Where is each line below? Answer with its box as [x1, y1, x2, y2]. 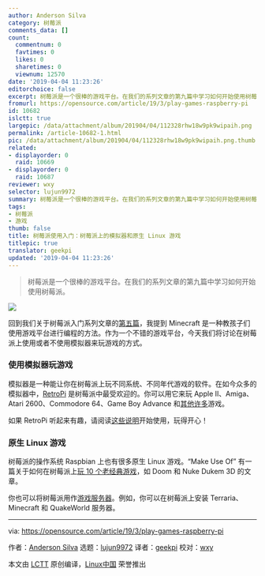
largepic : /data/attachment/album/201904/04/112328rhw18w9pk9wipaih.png [8, 122, 252, 130]
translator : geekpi [8, 247, 73, 254]
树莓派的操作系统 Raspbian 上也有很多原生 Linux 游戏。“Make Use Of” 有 [8, 457, 246, 466]
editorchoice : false [8, 85, 77, 93]
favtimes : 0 [15, 48, 55, 56]
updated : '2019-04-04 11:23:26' [8, 254, 114, 262]
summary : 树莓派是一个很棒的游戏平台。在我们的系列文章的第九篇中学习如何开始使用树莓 [8, 195, 258, 203]
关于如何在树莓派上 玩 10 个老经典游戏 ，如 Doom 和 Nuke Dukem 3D [14, 467, 236, 476]
